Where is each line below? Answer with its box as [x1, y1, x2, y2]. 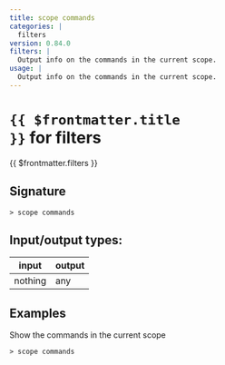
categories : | [9, 22, 64, 31]
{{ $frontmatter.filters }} [9, 157, 98, 168]
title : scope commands [9, 13, 95, 23]
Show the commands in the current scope [9, 330, 166, 340]
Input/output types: [9, 232, 123, 248]
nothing [14, 274, 47, 287]
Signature [9, 183, 66, 200]
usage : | [9, 64, 43, 74]
